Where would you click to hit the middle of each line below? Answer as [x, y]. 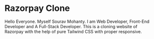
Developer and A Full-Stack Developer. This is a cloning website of [71, 26]
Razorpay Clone [37, 8]
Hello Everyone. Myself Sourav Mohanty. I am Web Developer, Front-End [77, 21]
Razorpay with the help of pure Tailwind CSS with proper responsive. [73, 31]
